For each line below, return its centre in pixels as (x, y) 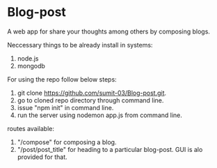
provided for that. (42, 157)
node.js (28, 58)
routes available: (31, 128)
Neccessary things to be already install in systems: (80, 45)
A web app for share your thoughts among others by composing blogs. (109, 31)
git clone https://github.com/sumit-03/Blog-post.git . (92, 93)
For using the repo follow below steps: (62, 79)
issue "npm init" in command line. (65, 107)
